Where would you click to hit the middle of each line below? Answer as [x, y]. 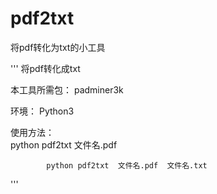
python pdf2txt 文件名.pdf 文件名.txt [127, 165]
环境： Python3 [42, 111]
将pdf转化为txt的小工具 [58, 47]
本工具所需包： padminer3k [67, 89]
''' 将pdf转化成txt [45, 68]
